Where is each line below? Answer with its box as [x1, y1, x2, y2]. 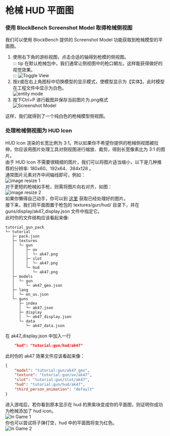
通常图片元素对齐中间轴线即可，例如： [5, 172, 86, 178]
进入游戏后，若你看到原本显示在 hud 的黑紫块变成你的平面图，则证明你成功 [5, 401, 163, 407]
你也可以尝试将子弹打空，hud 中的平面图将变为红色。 [5, 420, 118, 426]
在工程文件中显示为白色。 [12, 85, 67, 91]
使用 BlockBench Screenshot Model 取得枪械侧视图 [5, 24, 133, 31]
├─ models [12, 274, 33, 279]
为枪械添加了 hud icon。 [5, 407, 56, 414]
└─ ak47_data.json [25, 323, 65, 328]
